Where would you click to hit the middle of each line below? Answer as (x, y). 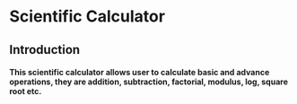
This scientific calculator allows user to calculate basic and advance (140, 73)
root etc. (26, 91)
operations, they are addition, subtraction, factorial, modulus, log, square (149, 82)
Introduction (45, 50)
